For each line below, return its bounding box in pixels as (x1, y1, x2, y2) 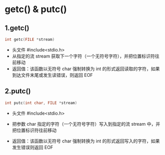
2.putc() (5, 87, 31, 95)
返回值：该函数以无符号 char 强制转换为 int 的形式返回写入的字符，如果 (12, 138, 160, 144)
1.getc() (5, 24, 30, 32)
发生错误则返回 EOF (12, 144, 53, 150)
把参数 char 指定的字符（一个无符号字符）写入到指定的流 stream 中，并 (12, 121, 160, 127)
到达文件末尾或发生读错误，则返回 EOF (12, 72, 93, 78)
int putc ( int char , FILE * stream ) (5, 100, 78, 106)
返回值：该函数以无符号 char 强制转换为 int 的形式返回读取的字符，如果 (12, 66, 160, 72)
